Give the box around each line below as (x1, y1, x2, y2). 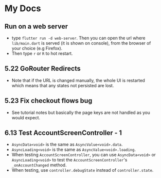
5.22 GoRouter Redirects (4, 65, 81, 73)
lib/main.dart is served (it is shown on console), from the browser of (11, 40, 151, 46)
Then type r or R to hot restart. (11, 50, 73, 56)
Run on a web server (4, 22, 68, 31)
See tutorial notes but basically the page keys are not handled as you (11, 110, 150, 115)
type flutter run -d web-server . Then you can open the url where (11, 35, 145, 41)
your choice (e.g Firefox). (11, 46, 63, 51)
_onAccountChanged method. (11, 162, 67, 168)
